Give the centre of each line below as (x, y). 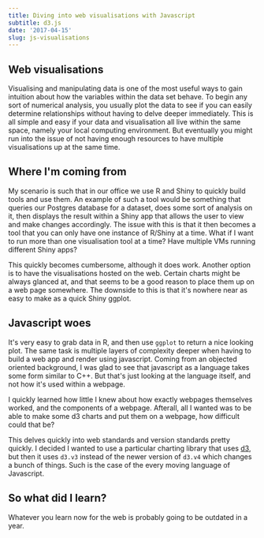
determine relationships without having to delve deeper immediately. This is (131, 114)
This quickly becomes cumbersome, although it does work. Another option (129, 264)
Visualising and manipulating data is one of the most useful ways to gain (125, 88)
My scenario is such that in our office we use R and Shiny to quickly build (127, 191)
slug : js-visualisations (49, 37)
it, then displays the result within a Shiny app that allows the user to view (126, 216)
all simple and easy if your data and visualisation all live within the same (125, 122)
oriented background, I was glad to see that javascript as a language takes (129, 367)
